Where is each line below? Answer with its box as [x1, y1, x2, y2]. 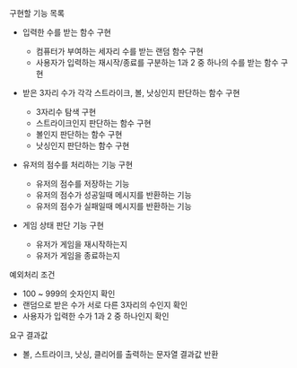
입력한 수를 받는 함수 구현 [22, 27, 112, 38]
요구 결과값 [9, 330, 48, 340]
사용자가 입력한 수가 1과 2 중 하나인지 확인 [22, 311, 170, 321]
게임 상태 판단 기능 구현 [22, 220, 105, 231]
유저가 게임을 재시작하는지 [35, 239, 128, 250]
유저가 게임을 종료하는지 [35, 250, 121, 260]
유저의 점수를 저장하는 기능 [35, 179, 130, 188]
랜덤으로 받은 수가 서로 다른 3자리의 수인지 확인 [22, 300, 188, 310]
